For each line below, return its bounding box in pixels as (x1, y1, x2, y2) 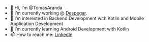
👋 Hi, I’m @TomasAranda (10, 5, 63, 10)
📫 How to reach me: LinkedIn (10, 31, 73, 37)
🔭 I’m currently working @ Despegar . (10, 10, 87, 16)
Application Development (10, 20, 64, 26)
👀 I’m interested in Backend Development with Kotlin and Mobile (10, 15, 144, 21)
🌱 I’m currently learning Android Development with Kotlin (10, 26, 129, 32)
